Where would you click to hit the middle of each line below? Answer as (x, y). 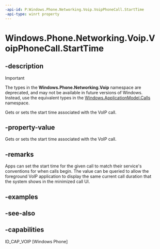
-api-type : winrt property (32, 14)
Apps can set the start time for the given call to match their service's (73, 166)
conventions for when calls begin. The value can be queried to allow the (77, 171)
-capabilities (25, 230)
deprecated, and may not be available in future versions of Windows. (74, 92)
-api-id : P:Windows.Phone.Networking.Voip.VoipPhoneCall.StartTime (75, 9)
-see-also (20, 213)
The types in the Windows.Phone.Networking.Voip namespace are (73, 87)
